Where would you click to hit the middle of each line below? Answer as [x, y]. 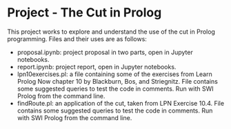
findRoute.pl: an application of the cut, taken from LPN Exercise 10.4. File [121, 103]
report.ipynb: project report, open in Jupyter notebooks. [97, 67]
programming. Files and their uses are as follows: [77, 38]
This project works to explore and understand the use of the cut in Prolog [111, 32]
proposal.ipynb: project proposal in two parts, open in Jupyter [105, 52]
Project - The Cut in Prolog [84, 13]
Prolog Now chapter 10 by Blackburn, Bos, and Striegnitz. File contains [118, 81]
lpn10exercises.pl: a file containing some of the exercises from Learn [114, 74]
